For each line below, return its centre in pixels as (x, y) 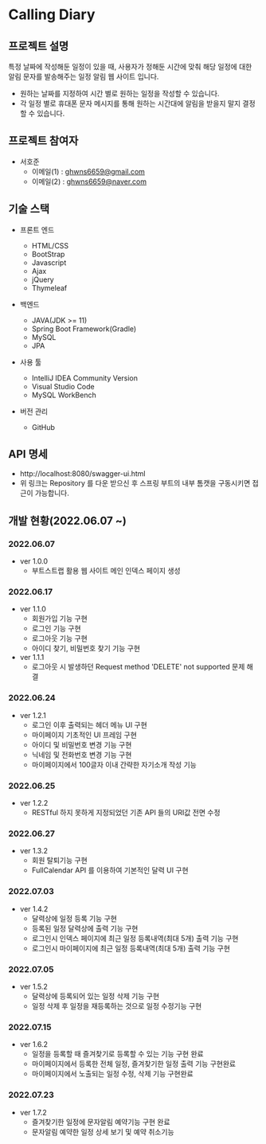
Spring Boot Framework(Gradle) (84, 329)
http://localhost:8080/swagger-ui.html (82, 474)
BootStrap (48, 254)
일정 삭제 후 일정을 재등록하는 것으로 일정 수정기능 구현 (117, 1005)
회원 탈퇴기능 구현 (59, 861)
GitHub (43, 427)
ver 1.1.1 (32, 658)
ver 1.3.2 (34, 851)
